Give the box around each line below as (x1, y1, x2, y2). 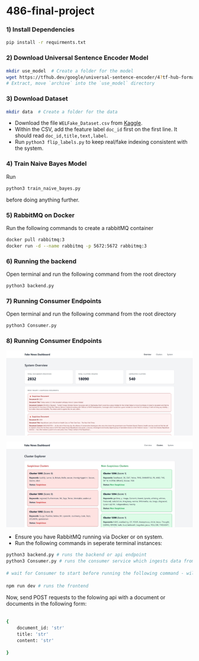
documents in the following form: (6, 600, 87, 607)
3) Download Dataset (6, 95, 68, 103)
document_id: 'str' (17, 625, 65, 631)
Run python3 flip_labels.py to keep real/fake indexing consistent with (14, 139, 188, 146)
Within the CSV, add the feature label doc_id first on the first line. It (14, 126, 178, 133)
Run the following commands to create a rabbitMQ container (6, 224, 154, 231)
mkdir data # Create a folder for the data (6, 109, 118, 115)
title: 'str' (17, 631, 49, 637)
